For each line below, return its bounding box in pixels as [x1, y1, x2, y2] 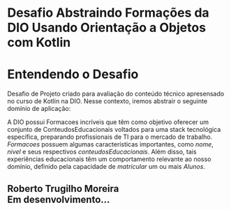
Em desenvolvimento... [7, 193, 110, 205]
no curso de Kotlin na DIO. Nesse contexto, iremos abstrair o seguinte [7, 97, 208, 105]
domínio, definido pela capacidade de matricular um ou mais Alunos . [7, 163, 206, 171]
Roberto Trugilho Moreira [7, 183, 119, 195]
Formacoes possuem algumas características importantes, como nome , [7, 140, 214, 149]
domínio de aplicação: [7, 105, 71, 113]
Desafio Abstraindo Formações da [7, 5, 209, 21]
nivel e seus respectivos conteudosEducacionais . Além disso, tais [7, 148, 197, 156]
